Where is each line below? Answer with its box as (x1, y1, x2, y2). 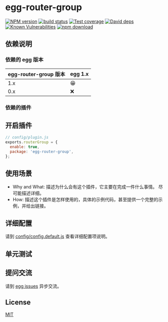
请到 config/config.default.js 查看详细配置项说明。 (5, 233, 110, 240)
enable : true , (10, 144, 40, 150)
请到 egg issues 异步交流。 (5, 283, 62, 289)
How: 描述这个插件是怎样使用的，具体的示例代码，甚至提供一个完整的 (12, 196, 158, 202)
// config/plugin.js (5, 135, 49, 140)
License (5, 298, 31, 306)
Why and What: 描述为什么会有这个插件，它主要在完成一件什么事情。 (12, 183, 157, 189)
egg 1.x (70, 70, 89, 77)
